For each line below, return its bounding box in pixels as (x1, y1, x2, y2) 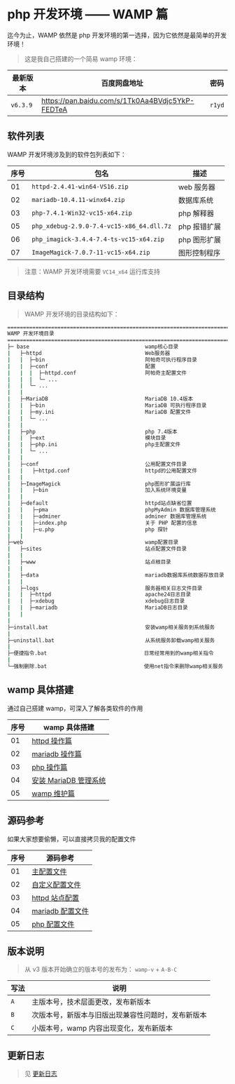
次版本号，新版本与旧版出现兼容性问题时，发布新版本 (31, 1010, 208, 1020)
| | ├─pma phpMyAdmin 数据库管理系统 (7, 507, 217, 514)
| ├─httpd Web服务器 (7, 350, 171, 357)
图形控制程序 (178, 248, 221, 257)
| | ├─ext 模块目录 (7, 434, 166, 442)
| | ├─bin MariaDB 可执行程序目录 (7, 402, 207, 409)
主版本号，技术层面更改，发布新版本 (31, 997, 152, 1007)
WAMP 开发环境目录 (7, 330, 55, 337)
